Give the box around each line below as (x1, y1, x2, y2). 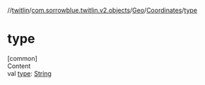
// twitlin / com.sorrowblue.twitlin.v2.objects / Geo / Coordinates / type (7, 6, 198, 14)
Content (7, 62, 31, 70)
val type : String (7, 69, 52, 77)
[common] (7, 54, 37, 62)
